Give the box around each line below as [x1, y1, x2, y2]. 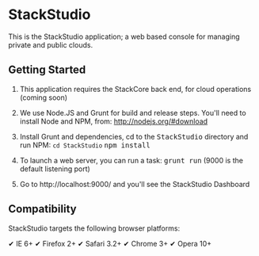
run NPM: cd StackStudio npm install [19, 140, 150, 150]
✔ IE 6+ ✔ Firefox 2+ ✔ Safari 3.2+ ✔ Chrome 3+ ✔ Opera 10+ [8, 239, 212, 248]
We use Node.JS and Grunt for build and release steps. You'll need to [19, 108, 247, 117]
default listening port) [19, 164, 91, 174]
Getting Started [8, 63, 86, 77]
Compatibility [8, 202, 77, 216]
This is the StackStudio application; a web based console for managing [8, 32, 240, 41]
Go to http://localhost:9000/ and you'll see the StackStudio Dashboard [19, 179, 250, 189]
